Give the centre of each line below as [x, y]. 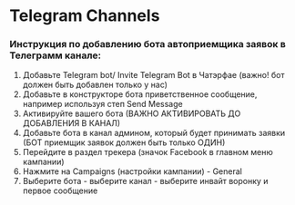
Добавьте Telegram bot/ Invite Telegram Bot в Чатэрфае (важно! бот [153, 75]
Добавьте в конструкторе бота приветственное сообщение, [140, 94]
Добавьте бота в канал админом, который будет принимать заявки [154, 133]
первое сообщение [60, 190]
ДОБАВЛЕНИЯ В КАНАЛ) [71, 123]
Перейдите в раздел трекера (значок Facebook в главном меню [147, 152]
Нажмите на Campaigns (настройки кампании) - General [132, 171]
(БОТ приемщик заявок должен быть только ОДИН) [124, 142]
